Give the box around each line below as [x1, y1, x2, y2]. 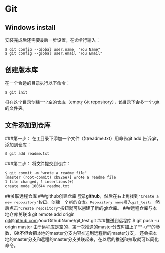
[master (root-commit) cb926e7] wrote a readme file [5, 175, 116, 180]
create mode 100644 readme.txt [5, 183, 70, 189]
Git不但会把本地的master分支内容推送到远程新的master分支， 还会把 [13, 230, 153, 236]
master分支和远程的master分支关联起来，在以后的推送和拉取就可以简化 [13, 236, 159, 242]
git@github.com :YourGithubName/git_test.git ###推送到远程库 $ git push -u [5, 217, 159, 223]
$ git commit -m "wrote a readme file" [5, 170, 87, 175]
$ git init [5, 90, 28, 95]
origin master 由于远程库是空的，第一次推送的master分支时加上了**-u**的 [5, 224, 156, 230]
